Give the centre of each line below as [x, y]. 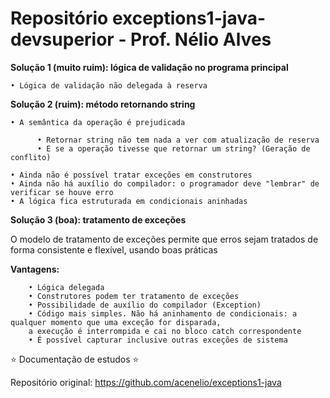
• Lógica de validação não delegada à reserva [109, 85]
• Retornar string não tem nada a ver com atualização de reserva [178, 140]
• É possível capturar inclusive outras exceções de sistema [158, 340]
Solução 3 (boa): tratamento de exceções [98, 219]
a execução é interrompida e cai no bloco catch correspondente [165, 331]
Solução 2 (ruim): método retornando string [103, 104]
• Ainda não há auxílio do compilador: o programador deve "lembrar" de [165, 183]
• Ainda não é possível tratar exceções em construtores [131, 175]
